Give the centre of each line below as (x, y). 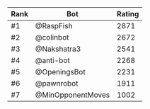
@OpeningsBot (60, 72)
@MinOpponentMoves (73, 95)
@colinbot (52, 37)
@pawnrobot (57, 83)
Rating (128, 14)
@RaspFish (54, 26)
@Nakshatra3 (58, 49)
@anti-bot (52, 61)
